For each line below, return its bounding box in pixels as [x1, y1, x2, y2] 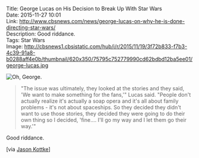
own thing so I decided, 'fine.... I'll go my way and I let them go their [20, 116, 187, 124]
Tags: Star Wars [6, 37, 46, 43]
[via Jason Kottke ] [6, 146, 50, 153]
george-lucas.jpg [6, 62, 49, 69]
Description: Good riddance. [6, 30, 75, 37]
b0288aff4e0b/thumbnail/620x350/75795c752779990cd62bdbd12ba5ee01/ [6, 56, 193, 62]
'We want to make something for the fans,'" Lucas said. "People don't [20, 91, 191, 98]
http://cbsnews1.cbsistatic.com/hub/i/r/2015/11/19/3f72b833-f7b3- [24, 43, 188, 50]
